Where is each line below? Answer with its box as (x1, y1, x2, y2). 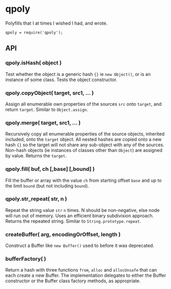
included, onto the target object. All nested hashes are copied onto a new (5, 137, 162, 143)
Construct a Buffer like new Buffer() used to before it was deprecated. (5, 242, 155, 249)
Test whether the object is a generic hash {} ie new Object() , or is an (5, 71, 151, 77)
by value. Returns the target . (5, 152, 67, 159)
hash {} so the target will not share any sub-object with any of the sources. (5, 142, 164, 148)
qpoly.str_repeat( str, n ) (5, 196, 67, 203)
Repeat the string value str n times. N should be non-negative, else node (5, 207, 160, 213)
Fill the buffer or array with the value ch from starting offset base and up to (5, 177, 162, 183)
